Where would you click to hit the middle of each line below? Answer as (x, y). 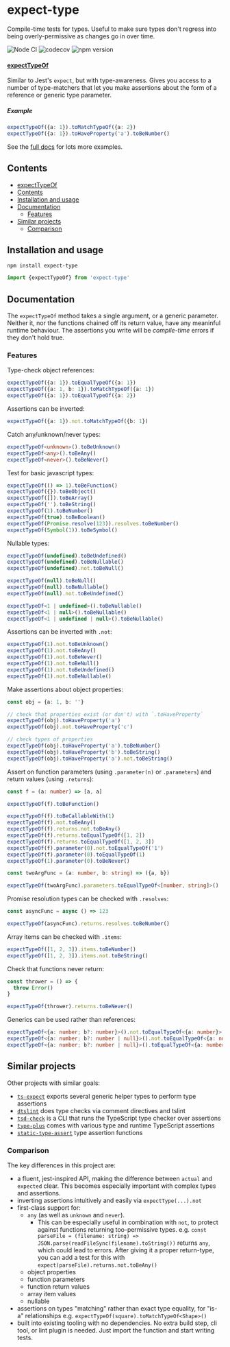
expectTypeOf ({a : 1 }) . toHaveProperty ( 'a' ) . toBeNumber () (88, 133)
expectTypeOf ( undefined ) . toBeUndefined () (67, 556)
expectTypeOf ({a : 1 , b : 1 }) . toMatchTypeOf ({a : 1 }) (81, 390)
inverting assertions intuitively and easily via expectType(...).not (109, 1200)
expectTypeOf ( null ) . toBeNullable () (58, 587)
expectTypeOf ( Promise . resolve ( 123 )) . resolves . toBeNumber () (93, 523)
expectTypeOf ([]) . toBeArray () (50, 498)
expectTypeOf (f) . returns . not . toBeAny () (64, 829)
